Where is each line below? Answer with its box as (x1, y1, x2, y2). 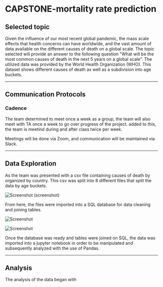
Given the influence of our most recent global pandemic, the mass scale (5, 35, 149, 41)
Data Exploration (5, 159, 57, 168)
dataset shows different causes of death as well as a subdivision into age (5, 67, 151, 72)
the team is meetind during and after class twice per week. (5, 126, 123, 132)
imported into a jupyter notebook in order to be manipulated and (5, 240, 133, 246)
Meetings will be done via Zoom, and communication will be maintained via (5, 135, 155, 141)
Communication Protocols (5, 90, 86, 99)
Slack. (5, 141, 17, 147)
